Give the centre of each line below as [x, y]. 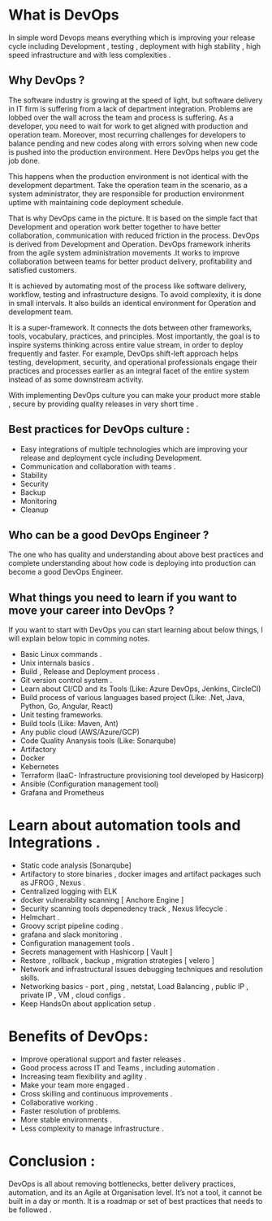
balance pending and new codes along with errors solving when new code [133, 143]
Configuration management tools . [78, 943]
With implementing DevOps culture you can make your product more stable [135, 395]
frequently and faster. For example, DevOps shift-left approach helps [123, 353]
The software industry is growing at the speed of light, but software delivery [136, 100]
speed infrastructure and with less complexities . [90, 55]
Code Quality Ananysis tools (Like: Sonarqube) [98, 741]
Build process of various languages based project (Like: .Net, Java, [132, 698]
